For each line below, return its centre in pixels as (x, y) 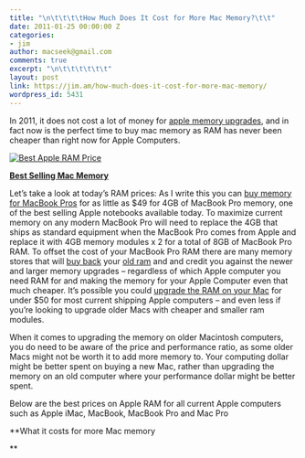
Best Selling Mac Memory (59, 176)
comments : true (38, 60)
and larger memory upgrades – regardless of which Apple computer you (145, 271)
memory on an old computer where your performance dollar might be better (152, 376)
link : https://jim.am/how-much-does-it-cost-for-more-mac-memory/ (138, 86)
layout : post (34, 78)
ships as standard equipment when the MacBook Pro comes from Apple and (153, 232)
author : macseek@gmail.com (61, 52)
